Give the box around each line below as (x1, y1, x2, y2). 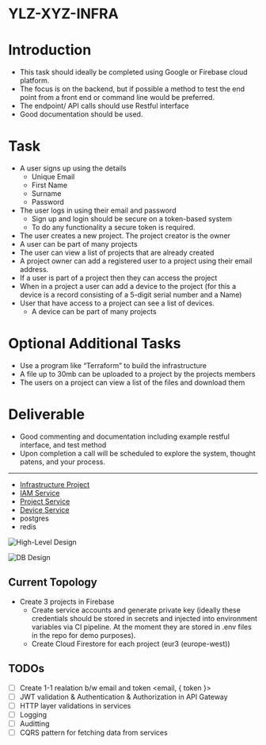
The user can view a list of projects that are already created (19, 248, 215, 258)
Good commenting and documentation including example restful (19, 432, 230, 441)
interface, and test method (19, 440, 107, 449)
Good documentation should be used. (19, 109, 143, 119)
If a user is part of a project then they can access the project (19, 273, 218, 282)
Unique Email (31, 172, 75, 182)
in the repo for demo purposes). (31, 630, 136, 639)
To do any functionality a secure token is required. (31, 223, 196, 232)
